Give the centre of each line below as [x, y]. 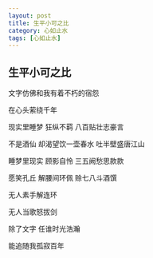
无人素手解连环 [33, 195]
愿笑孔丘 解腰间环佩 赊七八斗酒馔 [63, 178]
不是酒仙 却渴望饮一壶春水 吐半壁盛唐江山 [76, 144]
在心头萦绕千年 [33, 110]
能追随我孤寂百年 [36, 246]
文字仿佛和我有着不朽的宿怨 [54, 93]
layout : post [30, 16]
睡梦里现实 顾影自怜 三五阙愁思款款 [66, 161]
